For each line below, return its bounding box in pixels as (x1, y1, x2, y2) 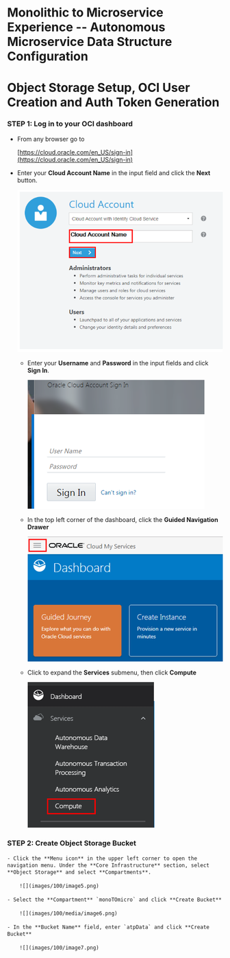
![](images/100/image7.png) (19, 944, 99, 951)
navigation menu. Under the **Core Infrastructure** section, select (7, 862, 210, 869)
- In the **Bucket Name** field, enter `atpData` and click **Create (7, 924, 210, 931)
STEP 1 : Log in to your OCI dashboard (7, 119, 133, 128)
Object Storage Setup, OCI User (7, 80, 190, 95)
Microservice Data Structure (7, 34, 172, 49)
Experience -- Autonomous (7, 19, 166, 35)
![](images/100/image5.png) (19, 882, 99, 889)
